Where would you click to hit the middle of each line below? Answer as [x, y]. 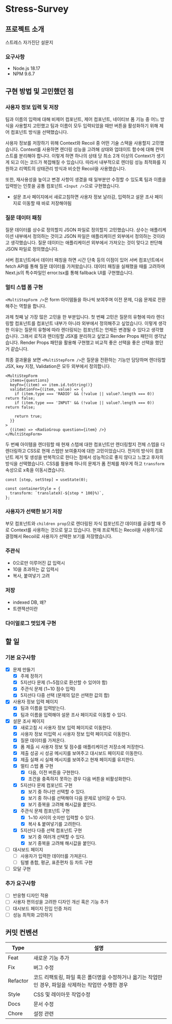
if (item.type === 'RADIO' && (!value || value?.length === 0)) [84, 394]
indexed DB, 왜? [29, 602]
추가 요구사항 [20, 883]
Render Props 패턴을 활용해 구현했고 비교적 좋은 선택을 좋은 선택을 [87, 342]
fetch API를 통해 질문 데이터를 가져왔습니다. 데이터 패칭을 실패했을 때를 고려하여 [85, 267]
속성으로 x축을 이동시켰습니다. [35, 470]
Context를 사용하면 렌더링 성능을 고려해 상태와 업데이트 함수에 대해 [87, 149]
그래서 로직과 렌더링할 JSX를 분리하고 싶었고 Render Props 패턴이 [87, 336]
